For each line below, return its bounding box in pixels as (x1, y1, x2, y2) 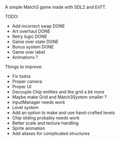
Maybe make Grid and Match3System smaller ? (12, 94, 107, 100)
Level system (12, 105, 39, 110)
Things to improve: (5, 64, 43, 70)
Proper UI (12, 84, 32, 90)
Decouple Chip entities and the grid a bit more (12, 89, 104, 94)
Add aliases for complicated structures (12, 131, 90, 136)
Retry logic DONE (12, 34, 48, 39)
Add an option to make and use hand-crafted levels (12, 110, 115, 116)
